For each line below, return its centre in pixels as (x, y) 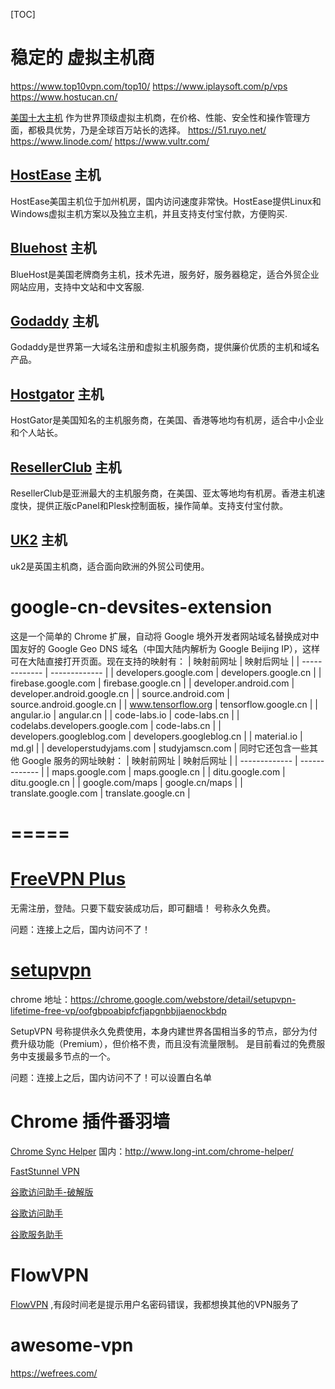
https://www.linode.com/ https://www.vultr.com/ (110, 141)
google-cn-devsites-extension (141, 607)
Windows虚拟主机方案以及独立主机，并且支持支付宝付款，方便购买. (149, 213)
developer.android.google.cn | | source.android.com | (120, 693)
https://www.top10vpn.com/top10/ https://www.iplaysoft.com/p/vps (149, 86)
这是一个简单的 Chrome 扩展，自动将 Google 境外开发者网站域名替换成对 (160, 636)
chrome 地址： (41, 999)
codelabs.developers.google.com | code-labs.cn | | (116, 725)
